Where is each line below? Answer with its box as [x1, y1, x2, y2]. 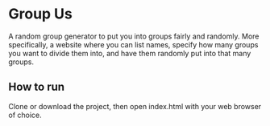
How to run [8, 80, 65, 94]
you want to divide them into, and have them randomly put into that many [8, 48, 251, 58]
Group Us [8, 5, 73, 23]
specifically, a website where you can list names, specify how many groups [8, 39, 259, 49]
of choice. [8, 110, 42, 120]
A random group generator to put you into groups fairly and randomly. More [8, 31, 260, 41]
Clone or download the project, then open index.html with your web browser [8, 101, 262, 111]
